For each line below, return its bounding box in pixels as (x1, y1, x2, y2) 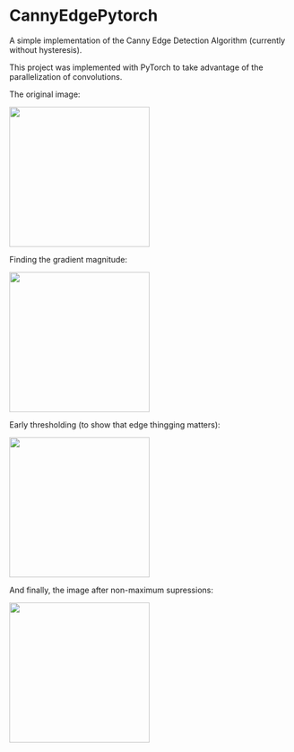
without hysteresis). (9, 44, 82, 55)
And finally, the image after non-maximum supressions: (9, 584, 213, 595)
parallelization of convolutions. (9, 71, 123, 82)
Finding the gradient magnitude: (9, 254, 128, 264)
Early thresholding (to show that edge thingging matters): (9, 419, 221, 430)
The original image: (9, 89, 81, 99)
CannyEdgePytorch (9, 5, 159, 26)
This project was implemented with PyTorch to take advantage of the (9, 62, 264, 73)
